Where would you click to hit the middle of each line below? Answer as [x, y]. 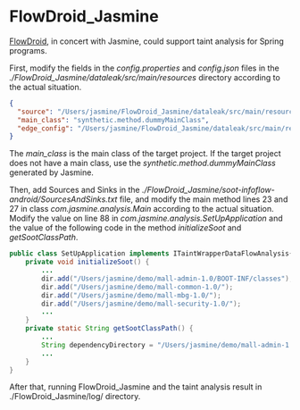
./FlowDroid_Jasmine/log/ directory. [75, 397]
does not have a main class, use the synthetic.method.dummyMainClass [143, 163]
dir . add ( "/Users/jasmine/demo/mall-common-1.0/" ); [137, 287]
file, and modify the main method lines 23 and [204, 199]
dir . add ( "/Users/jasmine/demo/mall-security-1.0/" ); [142, 304]
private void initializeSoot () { [87, 262]
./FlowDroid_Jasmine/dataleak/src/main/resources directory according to [145, 77]
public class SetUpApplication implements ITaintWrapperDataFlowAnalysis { [151, 254]
